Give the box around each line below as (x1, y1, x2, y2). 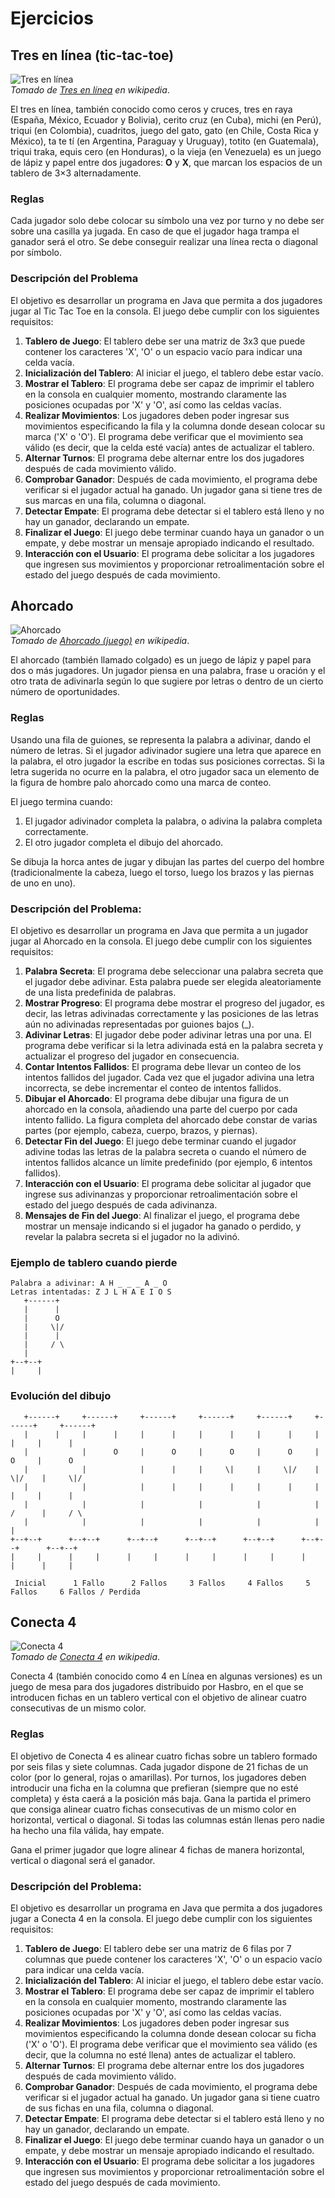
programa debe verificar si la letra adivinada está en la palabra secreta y (24, 1040, 324, 1051)
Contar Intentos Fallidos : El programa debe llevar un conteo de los (24, 1061, 302, 1072)
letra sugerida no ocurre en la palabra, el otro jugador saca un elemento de (10, 765, 320, 777)
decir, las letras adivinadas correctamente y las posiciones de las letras (24, 1008, 319, 1019)
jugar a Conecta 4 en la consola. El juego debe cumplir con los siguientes (10, 1913, 313, 1924)
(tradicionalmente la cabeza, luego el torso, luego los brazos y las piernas (10, 866, 315, 878)
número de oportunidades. (10, 686, 120, 698)
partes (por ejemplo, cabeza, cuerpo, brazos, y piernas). (24, 1125, 258, 1136)
